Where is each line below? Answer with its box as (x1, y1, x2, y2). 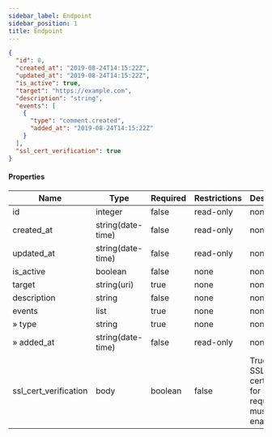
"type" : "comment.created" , (29, 117, 125, 125)
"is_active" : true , (15, 78, 82, 87)
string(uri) (96, 278, 134, 290)
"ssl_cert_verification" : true (15, 146, 121, 155)
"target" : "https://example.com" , (15, 87, 132, 95)
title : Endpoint (8, 27, 63, 35)
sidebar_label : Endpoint (8, 11, 92, 20)
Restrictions (193, 192, 243, 203)
